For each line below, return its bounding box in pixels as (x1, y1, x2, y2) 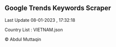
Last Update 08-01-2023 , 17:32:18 (4, 17, 75, 23)
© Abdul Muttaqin (4, 36, 42, 42)
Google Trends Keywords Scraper (4, 4, 111, 12)
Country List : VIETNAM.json (4, 27, 63, 33)
